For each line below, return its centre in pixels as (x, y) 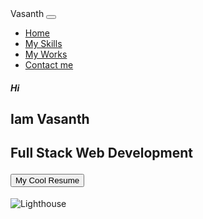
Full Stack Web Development (102, 153)
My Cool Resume (47, 180)
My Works (46, 54)
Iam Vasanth (50, 118)
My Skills (43, 43)
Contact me (49, 65)
